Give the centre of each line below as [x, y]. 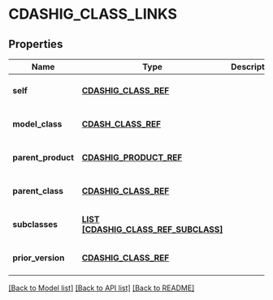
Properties [36, 44]
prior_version [39, 258]
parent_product [43, 157]
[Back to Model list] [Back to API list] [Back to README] [102, 288]
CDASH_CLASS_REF [121, 124]
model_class [37, 124]
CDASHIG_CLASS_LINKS [93, 14]
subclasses [35, 224]
